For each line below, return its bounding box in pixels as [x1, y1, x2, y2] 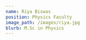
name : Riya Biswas [5, 8, 51, 15]
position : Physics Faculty [5, 14, 72, 20]
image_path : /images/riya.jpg [5, 19, 81, 25]
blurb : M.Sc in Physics [5, 25, 65, 31]
